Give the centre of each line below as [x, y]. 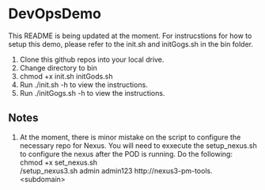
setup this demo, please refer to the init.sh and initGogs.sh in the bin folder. [131, 44]
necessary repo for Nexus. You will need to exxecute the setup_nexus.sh [138, 145]
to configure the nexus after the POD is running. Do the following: [126, 154]
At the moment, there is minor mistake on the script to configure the [130, 137]
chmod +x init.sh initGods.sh [66, 76]
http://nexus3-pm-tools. [173, 170]
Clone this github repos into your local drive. [92, 59]
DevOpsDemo [55, 14]
